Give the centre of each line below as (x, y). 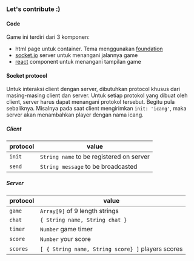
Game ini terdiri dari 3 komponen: (48, 37)
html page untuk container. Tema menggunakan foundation (89, 49)
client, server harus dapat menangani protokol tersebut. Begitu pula (91, 102)
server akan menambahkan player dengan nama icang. (75, 115)
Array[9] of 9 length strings (80, 211)
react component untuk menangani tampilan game (78, 62)
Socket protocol (27, 75)
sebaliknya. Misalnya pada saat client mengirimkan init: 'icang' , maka (96, 109)
